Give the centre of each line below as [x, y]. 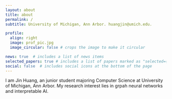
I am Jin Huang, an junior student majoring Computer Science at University [84, 80]
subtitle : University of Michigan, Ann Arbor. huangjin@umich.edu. [79, 24]
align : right [24, 38]
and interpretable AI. [27, 91]
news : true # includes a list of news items [55, 56]
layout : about [20, 10]
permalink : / [19, 19]
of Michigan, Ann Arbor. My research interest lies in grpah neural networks [84, 86]
